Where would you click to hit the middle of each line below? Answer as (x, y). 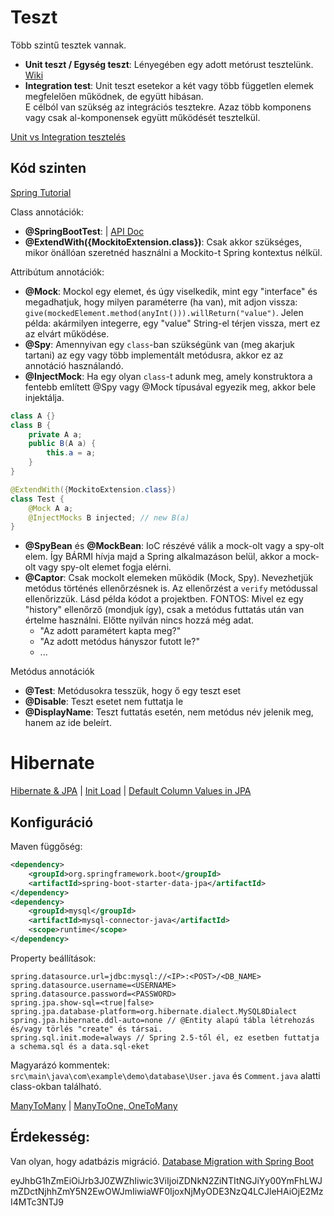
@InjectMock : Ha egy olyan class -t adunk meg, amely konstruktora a (168, 376)
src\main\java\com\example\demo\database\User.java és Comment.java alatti (165, 1075)
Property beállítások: (53, 958)
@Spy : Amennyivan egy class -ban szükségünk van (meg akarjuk (159, 344)
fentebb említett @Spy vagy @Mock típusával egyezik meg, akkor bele (170, 387)
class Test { (37, 499)
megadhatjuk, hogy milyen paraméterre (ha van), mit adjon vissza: (161, 302)
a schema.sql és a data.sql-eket (80, 1046)
